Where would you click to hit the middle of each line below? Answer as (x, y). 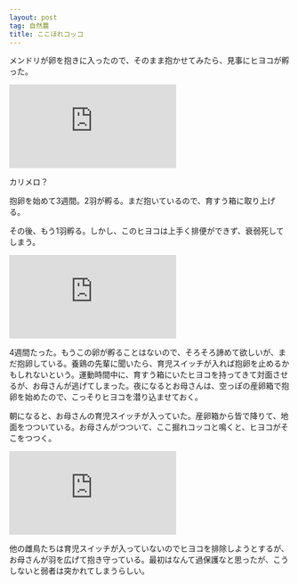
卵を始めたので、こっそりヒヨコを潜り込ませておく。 (106, 397)
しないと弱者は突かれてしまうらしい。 (79, 571)
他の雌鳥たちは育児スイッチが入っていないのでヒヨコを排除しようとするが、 (149, 548)
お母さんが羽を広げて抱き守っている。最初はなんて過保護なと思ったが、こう (149, 560)
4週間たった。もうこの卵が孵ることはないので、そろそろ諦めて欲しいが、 (144, 352)
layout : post (33, 17)
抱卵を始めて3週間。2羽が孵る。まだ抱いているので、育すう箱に (127, 201)
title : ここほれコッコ (47, 34)
